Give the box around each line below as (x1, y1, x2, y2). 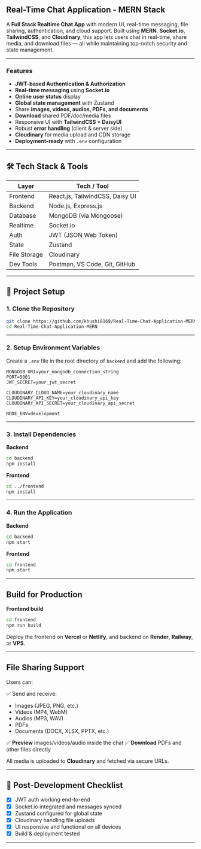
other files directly (6, 745, 51, 753)
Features (6, 66, 33, 75)
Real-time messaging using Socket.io (14, 87, 110, 94)
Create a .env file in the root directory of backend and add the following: (6, 357, 182, 364)
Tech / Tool (76, 182, 109, 190)
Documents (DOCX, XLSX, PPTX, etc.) (14, 727, 109, 735)
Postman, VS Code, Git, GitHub (48, 260, 136, 268)
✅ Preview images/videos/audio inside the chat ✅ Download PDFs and (6, 739, 182, 746)
